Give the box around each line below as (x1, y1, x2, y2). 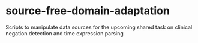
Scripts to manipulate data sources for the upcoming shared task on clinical (5, 24, 193, 31)
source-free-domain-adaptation (5, 4, 170, 18)
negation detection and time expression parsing (5, 29, 124, 37)
